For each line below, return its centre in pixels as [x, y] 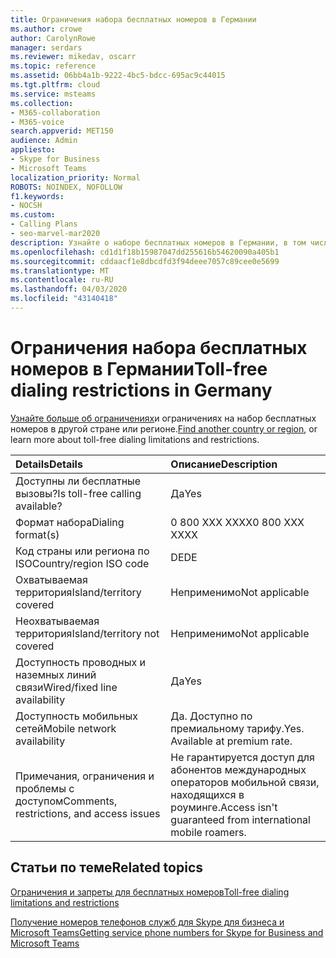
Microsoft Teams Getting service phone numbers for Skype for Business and [167, 932]
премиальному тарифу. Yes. [237, 728]
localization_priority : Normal [75, 177]
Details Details [49, 464]
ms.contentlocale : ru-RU [62, 280]
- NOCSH [26, 206]
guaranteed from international [240, 819]
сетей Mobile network [66, 728]
